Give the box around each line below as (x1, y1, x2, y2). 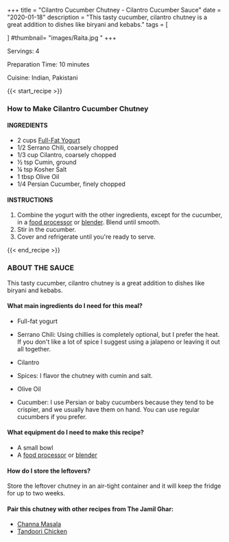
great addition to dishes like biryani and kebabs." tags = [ (7, 21, 168, 28)
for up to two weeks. (7, 489, 65, 497)
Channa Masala (16, 520, 62, 528)
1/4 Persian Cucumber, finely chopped (16, 180, 125, 188)
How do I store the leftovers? (7, 467, 91, 475)
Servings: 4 (7, 47, 40, 55)
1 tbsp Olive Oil (16, 173, 60, 181)
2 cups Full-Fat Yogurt (16, 137, 80, 145)
